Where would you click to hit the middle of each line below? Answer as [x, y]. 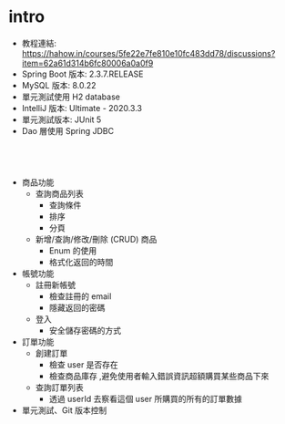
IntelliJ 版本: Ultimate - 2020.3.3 [82, 108]
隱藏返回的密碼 [77, 308]
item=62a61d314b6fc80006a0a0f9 [87, 63]
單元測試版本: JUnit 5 [61, 119]
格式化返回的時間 [81, 263]
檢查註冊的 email [80, 296]
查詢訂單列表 [59, 388]
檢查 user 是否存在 [84, 365]
